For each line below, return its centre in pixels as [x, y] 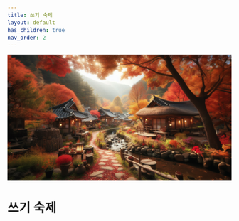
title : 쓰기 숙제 [30, 15]
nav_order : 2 [27, 38]
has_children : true [36, 30]
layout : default [31, 22]
